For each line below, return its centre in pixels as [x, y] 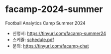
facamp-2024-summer [54, 9]
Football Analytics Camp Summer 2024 [45, 23]
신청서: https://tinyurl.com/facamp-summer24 [59, 33]
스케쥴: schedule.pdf [33, 39]
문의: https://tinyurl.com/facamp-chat [51, 45]
